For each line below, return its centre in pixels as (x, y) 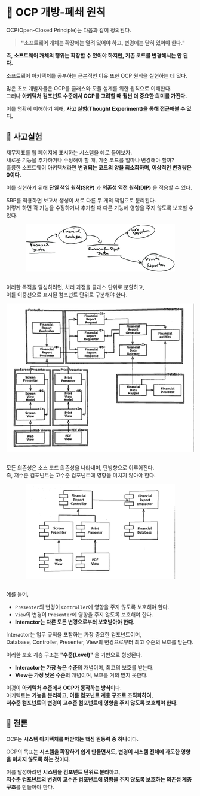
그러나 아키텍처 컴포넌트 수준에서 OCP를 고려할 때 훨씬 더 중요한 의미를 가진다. (97, 96)
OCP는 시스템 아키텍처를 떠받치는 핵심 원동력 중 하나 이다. (72, 739)
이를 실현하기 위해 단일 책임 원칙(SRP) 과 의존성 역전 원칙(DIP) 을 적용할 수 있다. (99, 187)
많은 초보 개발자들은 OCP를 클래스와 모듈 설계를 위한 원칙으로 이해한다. (89, 88)
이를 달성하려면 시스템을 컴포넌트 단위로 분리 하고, (63, 772)
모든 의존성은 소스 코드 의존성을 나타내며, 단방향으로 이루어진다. (80, 468)
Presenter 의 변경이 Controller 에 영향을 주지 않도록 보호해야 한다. (92, 607)
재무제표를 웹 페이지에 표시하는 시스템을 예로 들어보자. (69, 152)
